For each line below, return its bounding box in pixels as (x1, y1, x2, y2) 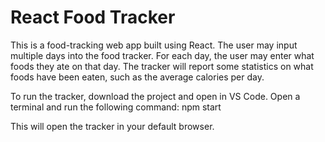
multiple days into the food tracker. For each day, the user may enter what (10, 49, 315, 61)
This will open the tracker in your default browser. (10, 120, 215, 132)
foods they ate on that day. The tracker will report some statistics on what (10, 60, 314, 72)
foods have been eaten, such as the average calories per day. (10, 71, 265, 83)
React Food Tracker (10, 6, 176, 29)
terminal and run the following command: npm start (10, 101, 222, 113)
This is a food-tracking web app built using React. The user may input (10, 39, 298, 51)
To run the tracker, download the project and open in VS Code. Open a (10, 90, 301, 102)
